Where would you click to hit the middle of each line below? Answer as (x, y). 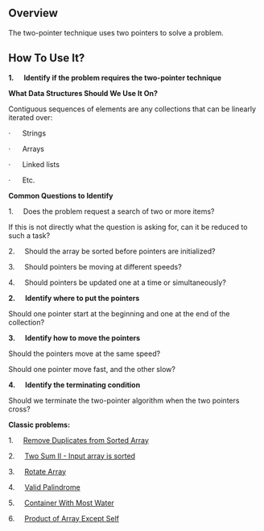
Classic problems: (39, 424)
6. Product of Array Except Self (64, 518)
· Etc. (22, 180)
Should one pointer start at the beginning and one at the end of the (119, 313)
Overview (33, 13)
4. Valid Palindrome (44, 487)
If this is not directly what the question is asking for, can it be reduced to (128, 227)
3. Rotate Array (37, 471)
